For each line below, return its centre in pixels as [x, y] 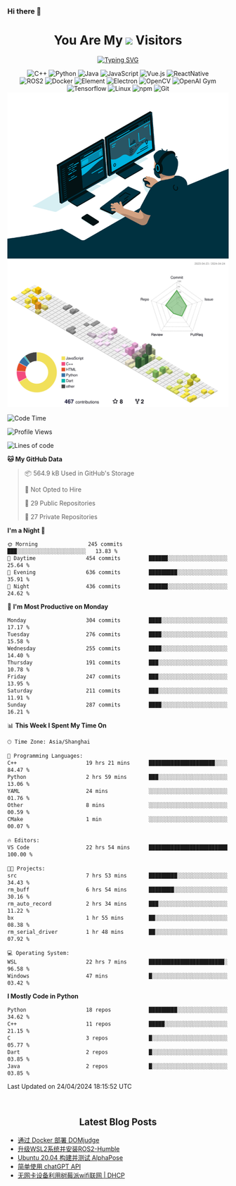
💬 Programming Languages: [45, 756]
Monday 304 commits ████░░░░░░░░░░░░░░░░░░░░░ [118, 620]
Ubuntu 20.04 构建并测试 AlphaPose [70, 1157]
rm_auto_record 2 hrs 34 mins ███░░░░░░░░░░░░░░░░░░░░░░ [118, 904]
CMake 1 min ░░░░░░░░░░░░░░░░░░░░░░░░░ [118, 820]
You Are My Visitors [118, 40]
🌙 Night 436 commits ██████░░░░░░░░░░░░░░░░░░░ [118, 587]
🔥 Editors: [24, 841]
